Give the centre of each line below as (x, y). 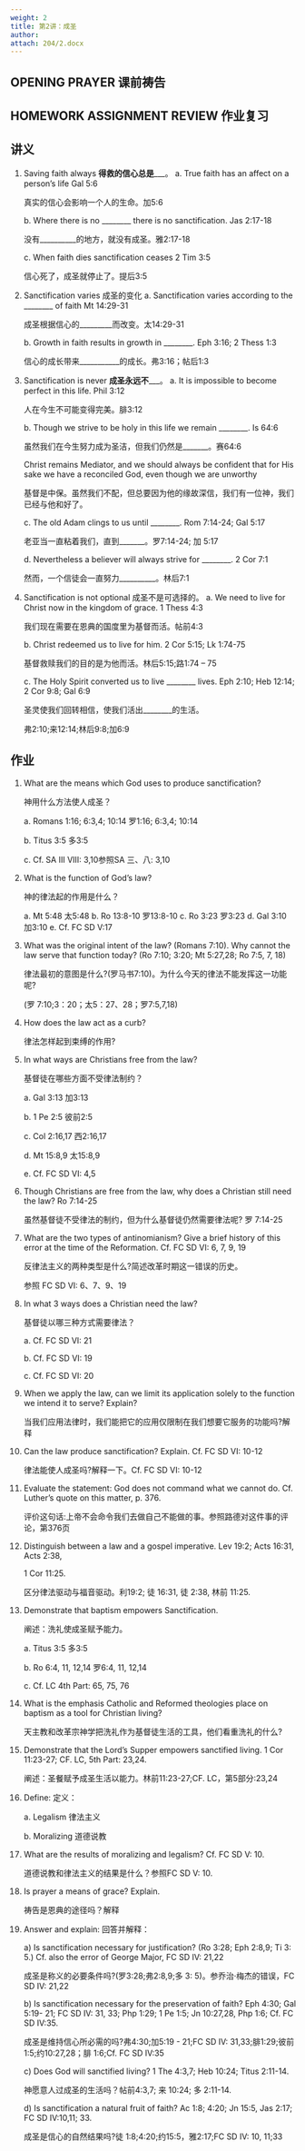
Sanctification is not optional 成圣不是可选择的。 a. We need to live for (154, 597)
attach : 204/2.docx (47, 43)
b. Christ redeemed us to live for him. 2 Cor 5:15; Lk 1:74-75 (134, 644)
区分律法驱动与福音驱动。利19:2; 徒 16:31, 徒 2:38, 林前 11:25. (137, 1591)
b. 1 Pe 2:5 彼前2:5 (58, 1116)
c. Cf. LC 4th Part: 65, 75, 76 (76, 1685)
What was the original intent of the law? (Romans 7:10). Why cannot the (157, 945)
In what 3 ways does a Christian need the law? (110, 1303)
